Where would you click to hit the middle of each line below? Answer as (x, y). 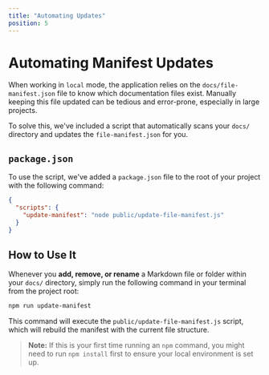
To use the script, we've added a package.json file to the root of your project (134, 177)
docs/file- (220, 86)
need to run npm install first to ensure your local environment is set (141, 354)
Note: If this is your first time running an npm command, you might (136, 345)
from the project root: (44, 291)
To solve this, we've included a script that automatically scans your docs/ (129, 126)
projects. (23, 111)
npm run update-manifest (50, 306)
